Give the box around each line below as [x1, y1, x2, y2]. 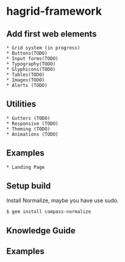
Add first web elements [6, 29, 97, 39]
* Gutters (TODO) [6, 115, 51, 121]
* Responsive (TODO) [6, 121, 59, 127]
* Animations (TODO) [6, 131, 59, 137]
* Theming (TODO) [6, 125, 51, 132]
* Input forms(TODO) [6, 56, 59, 62]
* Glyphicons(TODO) [6, 66, 56, 72]
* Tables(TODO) [6, 72, 45, 78]
